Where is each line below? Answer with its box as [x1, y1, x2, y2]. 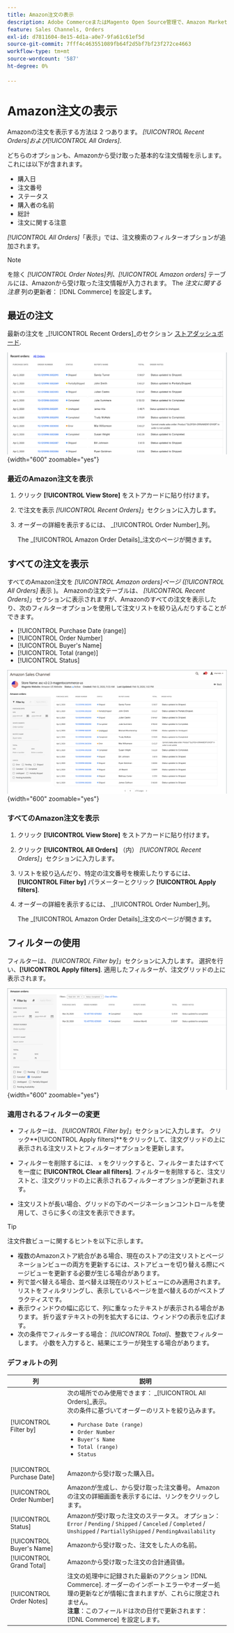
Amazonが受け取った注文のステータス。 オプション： [67, 1512, 221, 1520]
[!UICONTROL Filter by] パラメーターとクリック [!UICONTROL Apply [17, 877, 217, 886]
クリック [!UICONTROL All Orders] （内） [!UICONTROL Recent [17, 845, 201, 854]
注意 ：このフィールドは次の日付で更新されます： [67, 1607, 208, 1615]
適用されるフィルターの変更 [7, 1110, 100, 1119]
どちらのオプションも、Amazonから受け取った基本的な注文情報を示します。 [7, 151, 226, 160]
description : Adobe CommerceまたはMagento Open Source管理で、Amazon [7, 18, 206, 26]
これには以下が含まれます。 [7, 160, 86, 168]
